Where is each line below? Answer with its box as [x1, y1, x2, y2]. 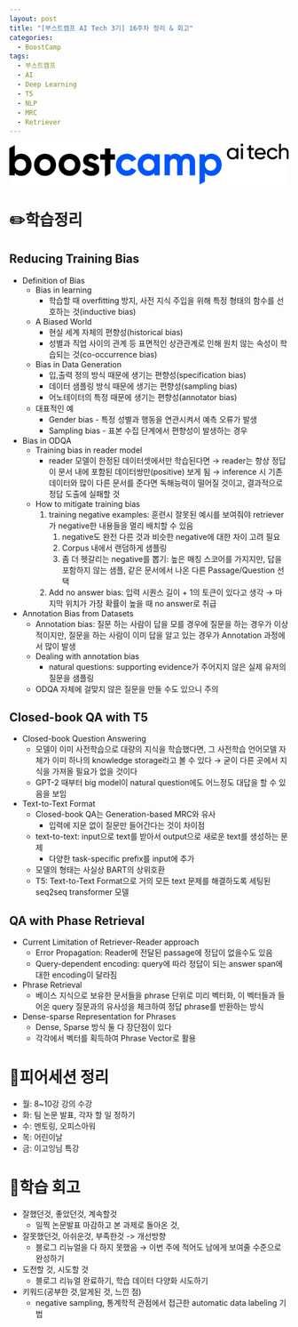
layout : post [9, 14, 58, 23]
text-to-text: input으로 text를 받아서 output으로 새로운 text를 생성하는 [35, 832, 279, 842]
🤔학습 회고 [9, 1178, 82, 1198]
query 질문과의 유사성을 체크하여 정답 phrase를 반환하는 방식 [51, 1001, 264, 1012]
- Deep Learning [17, 80, 77, 89]
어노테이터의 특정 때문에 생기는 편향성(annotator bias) [48, 391, 238, 402]
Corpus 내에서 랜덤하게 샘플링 [61, 543, 168, 553]
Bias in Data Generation [35, 358, 122, 369]
